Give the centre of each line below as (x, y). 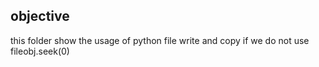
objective (40, 16)
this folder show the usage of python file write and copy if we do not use (160, 40)
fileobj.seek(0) (40, 51)
